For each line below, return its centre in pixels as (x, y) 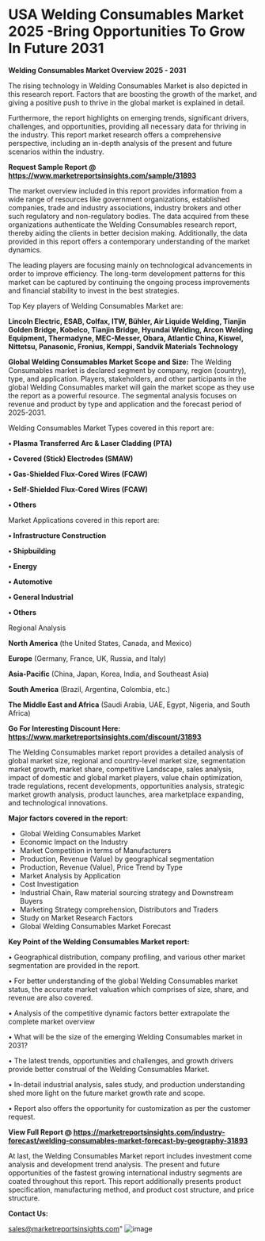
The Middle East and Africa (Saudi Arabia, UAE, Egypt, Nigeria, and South (129, 705)
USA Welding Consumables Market (126, 15)
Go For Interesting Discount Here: (64, 728)
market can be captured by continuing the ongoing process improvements (129, 282)
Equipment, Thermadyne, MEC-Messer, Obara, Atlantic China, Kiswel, (126, 338)
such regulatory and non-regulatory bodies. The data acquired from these (129, 216)
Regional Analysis (37, 628)
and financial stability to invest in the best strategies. (94, 290)
